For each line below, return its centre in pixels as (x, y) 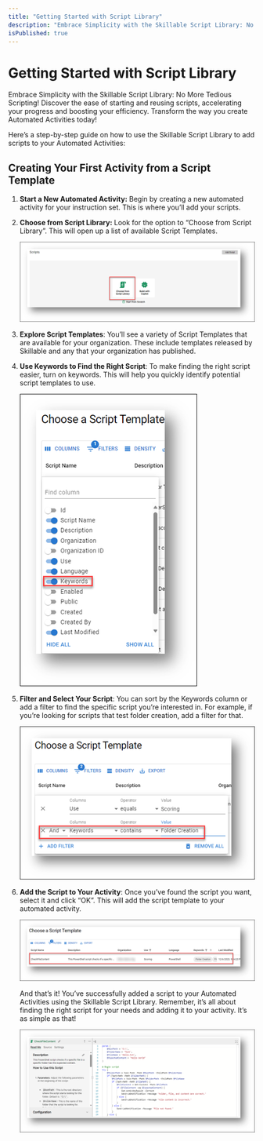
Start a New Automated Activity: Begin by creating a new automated (131, 199)
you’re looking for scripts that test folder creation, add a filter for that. (131, 715)
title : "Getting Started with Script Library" (85, 16)
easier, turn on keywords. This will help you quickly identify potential (130, 374)
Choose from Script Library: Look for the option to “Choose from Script (135, 223)
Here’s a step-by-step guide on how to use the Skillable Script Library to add (131, 135)
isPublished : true (38, 33)
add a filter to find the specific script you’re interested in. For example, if (136, 707)
